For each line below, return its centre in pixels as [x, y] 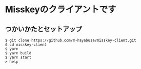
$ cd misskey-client [26, 45]
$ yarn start [18, 57]
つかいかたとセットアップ [43, 29]
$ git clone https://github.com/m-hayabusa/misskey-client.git [71, 40]
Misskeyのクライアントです [61, 9]
